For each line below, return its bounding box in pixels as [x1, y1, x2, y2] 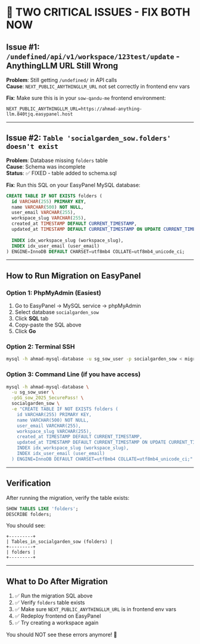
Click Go [14, 328, 36, 335]
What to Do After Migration [6, 576, 108, 587]
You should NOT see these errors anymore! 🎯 [6, 631, 117, 639]
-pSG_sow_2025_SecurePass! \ [11, 395, 84, 401]
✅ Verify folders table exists [14, 599, 85, 606]
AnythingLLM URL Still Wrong [6, 60, 118, 71]
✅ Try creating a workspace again [14, 619, 99, 627]
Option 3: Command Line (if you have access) [6, 370, 141, 379]
